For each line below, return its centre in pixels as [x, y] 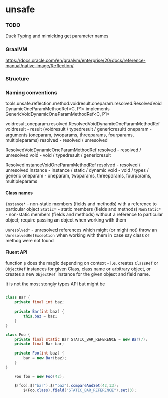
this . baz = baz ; [40, 316]
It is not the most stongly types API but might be [55, 284]
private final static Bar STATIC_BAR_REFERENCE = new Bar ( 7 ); [81, 339]
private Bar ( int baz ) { [39, 312]
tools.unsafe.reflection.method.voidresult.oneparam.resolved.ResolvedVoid [84, 103]
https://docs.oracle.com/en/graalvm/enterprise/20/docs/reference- [75, 60]
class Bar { [18, 298]
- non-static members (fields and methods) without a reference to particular [84, 215]
